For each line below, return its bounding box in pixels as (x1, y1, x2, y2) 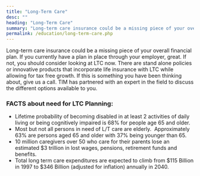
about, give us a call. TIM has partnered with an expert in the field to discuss (6, 78, 194, 86)
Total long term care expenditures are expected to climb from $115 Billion (14, 157, 194, 164)
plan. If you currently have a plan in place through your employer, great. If (6, 53, 186, 60)
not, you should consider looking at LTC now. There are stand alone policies (6, 60, 192, 67)
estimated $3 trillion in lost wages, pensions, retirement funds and (14, 145, 177, 152)
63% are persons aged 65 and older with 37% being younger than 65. (14, 132, 187, 139)
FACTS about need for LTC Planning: (6, 100, 114, 108)
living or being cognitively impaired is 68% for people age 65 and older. (14, 119, 190, 126)
